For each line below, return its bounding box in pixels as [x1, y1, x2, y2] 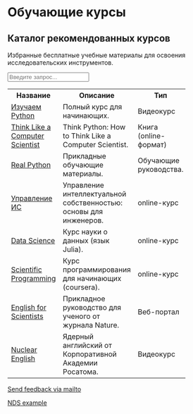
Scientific [11, 265, 43, 275]
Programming [11, 274, 56, 283]
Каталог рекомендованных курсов [7, 32, 170, 44]
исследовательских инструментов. [7, 58, 114, 67]
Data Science [11, 236, 56, 245]
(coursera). [62, 282, 100, 292]
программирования [62, 265, 131, 275]
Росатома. [62, 367, 99, 377]
